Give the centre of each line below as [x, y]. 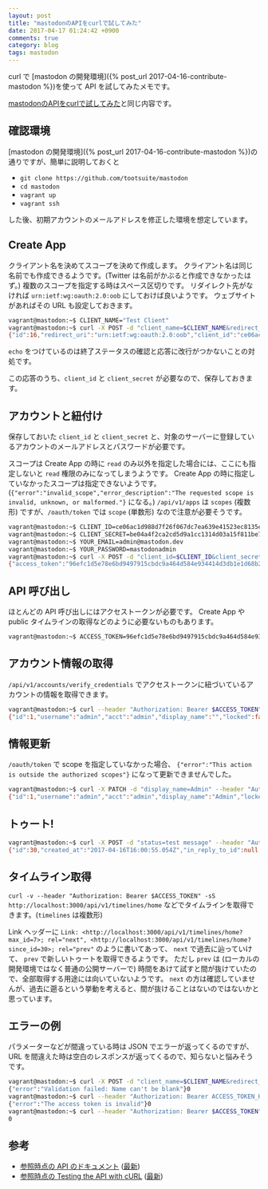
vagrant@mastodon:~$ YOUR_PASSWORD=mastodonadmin [93, 549]
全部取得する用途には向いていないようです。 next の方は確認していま [135, 978]
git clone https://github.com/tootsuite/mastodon [104, 178]
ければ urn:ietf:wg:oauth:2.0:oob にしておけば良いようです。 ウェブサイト [132, 295]
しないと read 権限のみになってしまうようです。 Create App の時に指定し [135, 474]
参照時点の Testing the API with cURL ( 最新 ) [91, 1176]
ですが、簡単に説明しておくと [71, 161]
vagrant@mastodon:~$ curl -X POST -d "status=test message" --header [126, 843]
